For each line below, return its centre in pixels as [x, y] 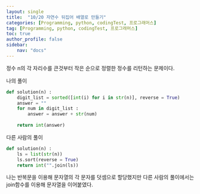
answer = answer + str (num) [62, 114]
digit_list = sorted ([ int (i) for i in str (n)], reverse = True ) [99, 98]
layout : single [25, 12]
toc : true [19, 34]
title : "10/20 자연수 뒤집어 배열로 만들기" [56, 17]
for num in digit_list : [48, 109]
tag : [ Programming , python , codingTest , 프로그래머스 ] [72, 28]
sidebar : [17, 45]
